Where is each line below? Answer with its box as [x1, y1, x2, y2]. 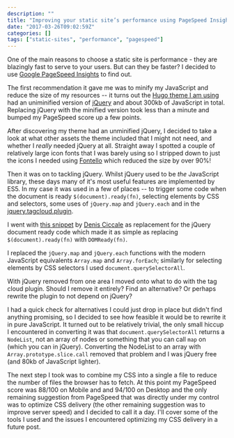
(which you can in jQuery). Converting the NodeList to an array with [7, 342, 201, 351]
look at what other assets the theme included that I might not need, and [7, 134, 212, 143]
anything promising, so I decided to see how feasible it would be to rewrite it [7, 313, 226, 322]
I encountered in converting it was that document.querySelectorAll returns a [7, 328, 225, 336]
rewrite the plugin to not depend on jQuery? [7, 292, 132, 301]
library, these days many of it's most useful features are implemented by [7, 177, 215, 186]
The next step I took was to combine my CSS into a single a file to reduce [7, 371, 217, 379]
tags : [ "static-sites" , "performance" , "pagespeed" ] [7, 36, 164, 43]
